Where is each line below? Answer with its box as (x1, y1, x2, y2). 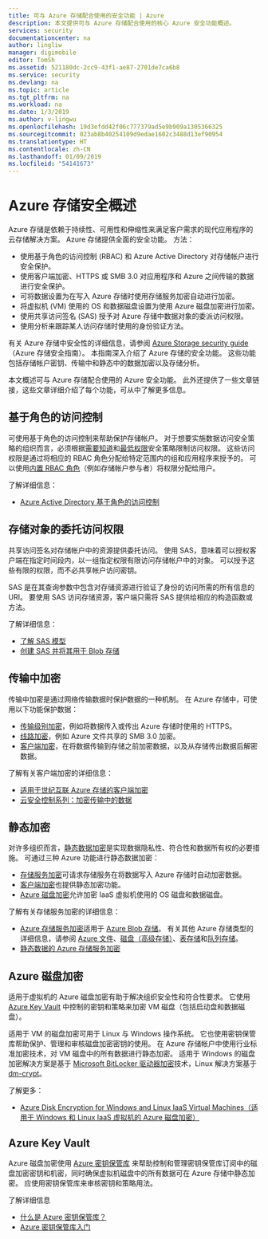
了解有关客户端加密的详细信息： (8, 768, 113, 777)
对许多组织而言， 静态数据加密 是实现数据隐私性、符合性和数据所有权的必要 (8, 843, 253, 853)
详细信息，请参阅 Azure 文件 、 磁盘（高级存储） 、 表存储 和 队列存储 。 (19, 934, 243, 943)
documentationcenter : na (8, 33, 91, 42)
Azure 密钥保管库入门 (19, 1221, 91, 1232)
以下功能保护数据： (14, 704, 78, 714)
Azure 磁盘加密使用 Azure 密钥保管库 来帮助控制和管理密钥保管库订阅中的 (8, 1158, 251, 1168)
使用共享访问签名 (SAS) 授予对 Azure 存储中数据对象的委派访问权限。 (19, 312, 249, 321)
